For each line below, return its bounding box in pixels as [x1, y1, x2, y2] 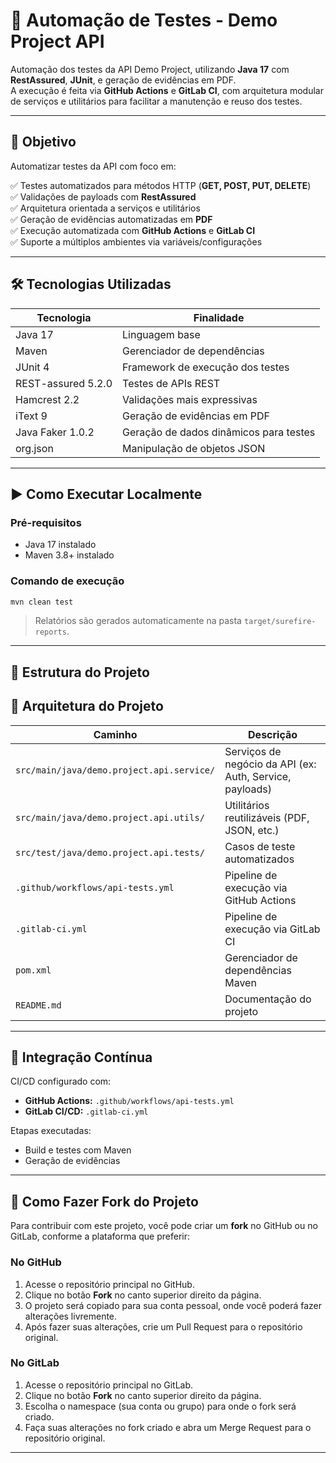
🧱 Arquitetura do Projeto [10, 698, 164, 715]
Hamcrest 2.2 [15, 392, 80, 406]
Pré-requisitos [10, 515, 82, 529]
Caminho [93, 727, 138, 741]
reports [34, 627, 67, 638]
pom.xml [15, 964, 52, 976]
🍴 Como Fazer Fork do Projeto [10, 1193, 199, 1210]
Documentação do [224, 992, 312, 1006]
